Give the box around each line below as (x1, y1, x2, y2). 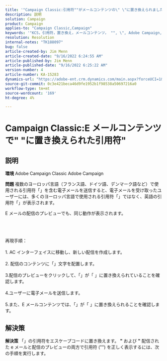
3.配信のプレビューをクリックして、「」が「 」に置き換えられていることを (5, 272, 156, 278)
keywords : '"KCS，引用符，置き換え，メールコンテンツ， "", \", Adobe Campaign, (5, 30, 163, 35)
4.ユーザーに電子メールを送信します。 (5, 290, 83, 296)
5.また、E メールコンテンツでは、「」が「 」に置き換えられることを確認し (5, 302, 156, 308)
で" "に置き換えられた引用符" (5, 135, 126, 146)
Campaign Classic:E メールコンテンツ (5, 122, 162, 134)
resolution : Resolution (5, 35, 55, 40)
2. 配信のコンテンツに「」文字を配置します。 (5, 261, 97, 267)
